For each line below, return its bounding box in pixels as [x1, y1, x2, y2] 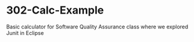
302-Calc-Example [6, 4, 104, 17]
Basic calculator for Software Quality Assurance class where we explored [6, 23, 189, 30]
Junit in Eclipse [6, 29, 44, 36]
